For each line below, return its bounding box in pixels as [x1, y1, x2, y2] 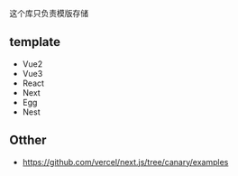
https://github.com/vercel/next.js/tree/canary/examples [22, 156, 229, 167]
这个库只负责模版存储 [9, 8, 88, 18]
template [9, 34, 61, 50]
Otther [9, 133, 47, 148]
